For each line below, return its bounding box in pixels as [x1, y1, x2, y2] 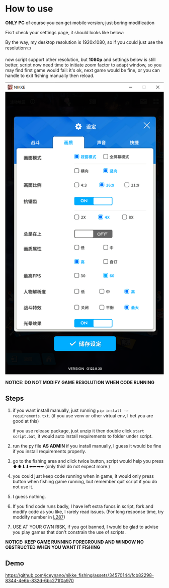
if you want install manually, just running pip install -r [12, 407, 129, 413]
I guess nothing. [12, 494, 46, 500]
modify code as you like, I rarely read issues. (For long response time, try [12, 509, 164, 515]
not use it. [12, 484, 34, 490]
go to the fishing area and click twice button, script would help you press [12, 458, 164, 464]
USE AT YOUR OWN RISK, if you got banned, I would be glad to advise [12, 524, 158, 530]
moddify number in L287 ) [12, 514, 65, 520]
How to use [5, 3, 53, 15]
